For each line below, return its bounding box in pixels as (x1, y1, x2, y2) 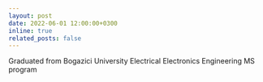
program (8, 65, 37, 75)
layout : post (8, 11, 53, 20)
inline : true (8, 27, 53, 35)
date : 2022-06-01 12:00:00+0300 (8, 19, 118, 27)
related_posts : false (8, 34, 82, 43)
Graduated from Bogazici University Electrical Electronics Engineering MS (8, 56, 256, 66)
